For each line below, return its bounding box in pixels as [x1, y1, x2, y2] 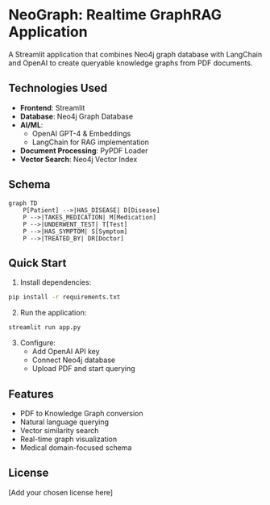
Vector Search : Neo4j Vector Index [19, 154, 138, 164]
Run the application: [19, 308, 87, 318]
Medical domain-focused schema [19, 442, 132, 453]
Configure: [19, 338, 56, 348]
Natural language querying [19, 417, 110, 427]
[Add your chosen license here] [8, 487, 114, 497]
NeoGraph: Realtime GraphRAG [8, 6, 222, 24]
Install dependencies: [19, 278, 92, 287]
